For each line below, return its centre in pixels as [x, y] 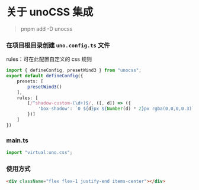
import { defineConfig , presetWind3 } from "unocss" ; [74, 71]
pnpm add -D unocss [46, 29]
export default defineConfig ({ [45, 76]
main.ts [17, 140]
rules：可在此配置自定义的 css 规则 [49, 59]
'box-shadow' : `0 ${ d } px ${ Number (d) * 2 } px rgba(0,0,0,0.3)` [116, 109]
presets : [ [30, 81]
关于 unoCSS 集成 [50, 12]
